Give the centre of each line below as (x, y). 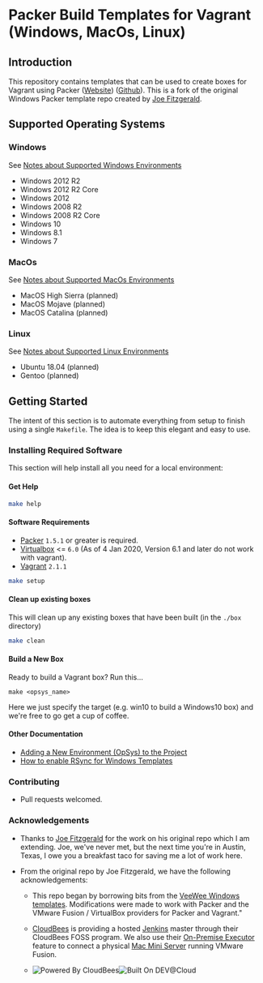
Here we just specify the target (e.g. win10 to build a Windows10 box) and (131, 706)
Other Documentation (46, 734)
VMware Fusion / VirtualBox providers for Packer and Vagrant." (137, 912)
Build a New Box (36, 659)
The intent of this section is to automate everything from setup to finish (127, 421)
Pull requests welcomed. (61, 800)
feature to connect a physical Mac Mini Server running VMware (138, 946)
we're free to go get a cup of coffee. (69, 715)
